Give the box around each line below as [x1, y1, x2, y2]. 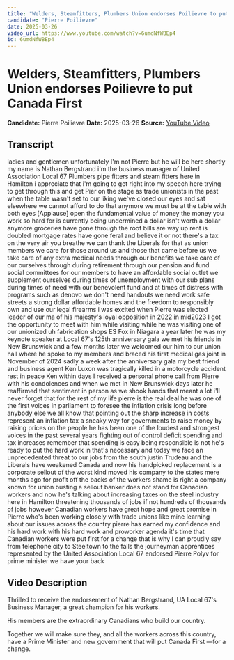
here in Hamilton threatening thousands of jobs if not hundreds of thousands [7, 497, 227, 505]
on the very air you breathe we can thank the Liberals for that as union [7, 238, 209, 247]
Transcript [7, 139, 54, 150]
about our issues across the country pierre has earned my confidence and [7, 519, 221, 528]
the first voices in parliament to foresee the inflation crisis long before [7, 401, 208, 409]
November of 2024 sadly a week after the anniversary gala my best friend [7, 356, 219, 366]
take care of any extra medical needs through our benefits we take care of [7, 253, 221, 262]
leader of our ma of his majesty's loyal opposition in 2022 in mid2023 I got [7, 313, 221, 321]
